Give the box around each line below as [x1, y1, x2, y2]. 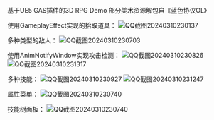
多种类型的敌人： [7, 36, 58, 44]
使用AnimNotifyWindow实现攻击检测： [7, 52, 121, 59]
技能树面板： [7, 105, 45, 113]
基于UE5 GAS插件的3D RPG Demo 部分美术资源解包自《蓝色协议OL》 [7, 6, 208, 14]
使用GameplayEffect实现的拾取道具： [7, 21, 117, 30]
